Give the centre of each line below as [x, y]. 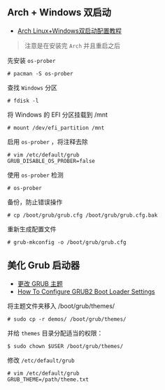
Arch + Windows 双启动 [59, 13]
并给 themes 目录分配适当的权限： [55, 333]
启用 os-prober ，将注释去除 [48, 141]
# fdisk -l [23, 101]
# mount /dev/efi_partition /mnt [56, 128]
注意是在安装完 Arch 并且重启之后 [72, 45]
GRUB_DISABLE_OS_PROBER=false [51, 161]
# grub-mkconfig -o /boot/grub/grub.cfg [67, 242]
